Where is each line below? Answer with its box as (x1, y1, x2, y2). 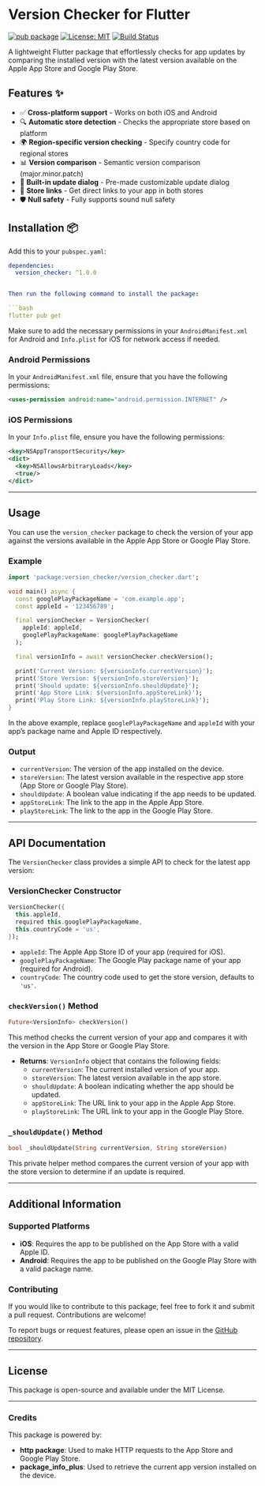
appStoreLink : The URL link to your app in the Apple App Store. (31, 1098, 236, 1108)
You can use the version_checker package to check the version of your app (8, 527, 254, 536)
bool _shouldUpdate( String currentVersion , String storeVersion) (8, 1144, 227, 1153)
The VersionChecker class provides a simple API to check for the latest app (8, 857, 251, 867)
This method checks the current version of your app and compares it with (8, 1033, 248, 1042)
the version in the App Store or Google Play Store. (8, 1040, 170, 1050)
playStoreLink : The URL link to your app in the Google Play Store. (31, 1106, 244, 1115)
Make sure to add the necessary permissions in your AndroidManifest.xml (8, 325, 248, 335)
